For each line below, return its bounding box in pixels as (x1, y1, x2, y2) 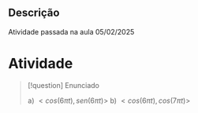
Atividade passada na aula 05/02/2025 (8, 27, 135, 36)
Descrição (8, 6, 60, 20)
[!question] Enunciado (27, 80, 100, 89)
